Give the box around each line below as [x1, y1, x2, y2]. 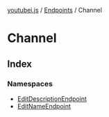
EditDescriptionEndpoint [17, 94, 87, 103]
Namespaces [7, 79, 53, 88]
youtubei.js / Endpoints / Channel [7, 6, 103, 14]
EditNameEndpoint [17, 102, 72, 110]
